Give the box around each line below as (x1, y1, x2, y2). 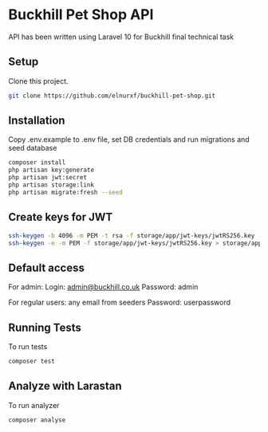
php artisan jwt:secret (8, 174, 88, 182)
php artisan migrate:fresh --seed (8, 188, 124, 196)
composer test (8, 357, 56, 365)
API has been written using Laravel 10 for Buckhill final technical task (8, 32, 234, 41)
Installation (8, 114, 65, 128)
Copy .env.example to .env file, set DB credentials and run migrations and (8, 135, 250, 144)
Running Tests (8, 320, 81, 334)
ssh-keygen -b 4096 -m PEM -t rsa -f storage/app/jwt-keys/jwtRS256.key (8, 231, 255, 240)
